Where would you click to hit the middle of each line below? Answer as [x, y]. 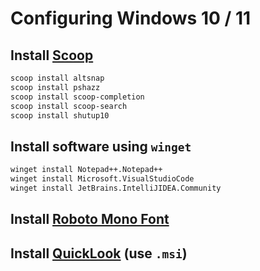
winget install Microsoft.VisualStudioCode [102, 179]
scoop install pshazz [55, 87]
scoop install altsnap [57, 78]
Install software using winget [101, 146]
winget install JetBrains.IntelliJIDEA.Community [116, 188]
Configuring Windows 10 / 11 [131, 18]
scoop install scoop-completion [77, 97]
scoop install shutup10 [60, 115]
